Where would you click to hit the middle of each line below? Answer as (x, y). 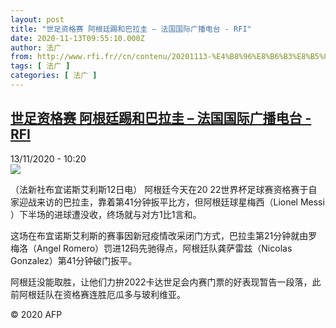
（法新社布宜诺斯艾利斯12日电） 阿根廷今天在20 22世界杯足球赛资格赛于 (159, 189)
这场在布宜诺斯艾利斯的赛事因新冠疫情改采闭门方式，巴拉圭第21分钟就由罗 (164, 235)
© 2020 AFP (36, 314)
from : (21, 57)
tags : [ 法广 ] (40, 66)
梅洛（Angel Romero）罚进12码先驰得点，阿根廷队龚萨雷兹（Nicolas (151, 248)
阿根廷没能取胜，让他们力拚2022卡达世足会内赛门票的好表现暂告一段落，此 (166, 282)
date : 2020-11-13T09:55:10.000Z (77, 38)
